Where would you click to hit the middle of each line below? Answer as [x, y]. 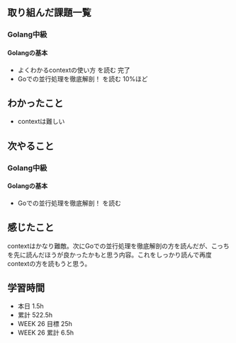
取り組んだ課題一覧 [49, 13]
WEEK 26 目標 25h [45, 324]
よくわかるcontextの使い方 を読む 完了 [74, 70]
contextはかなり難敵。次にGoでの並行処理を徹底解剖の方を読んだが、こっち [119, 245]
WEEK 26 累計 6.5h [46, 333]
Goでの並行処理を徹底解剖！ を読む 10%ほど [83, 79]
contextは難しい [41, 122]
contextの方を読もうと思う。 [49, 263]
